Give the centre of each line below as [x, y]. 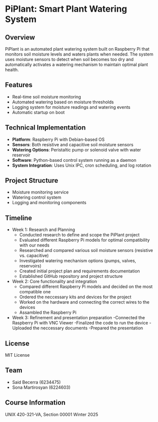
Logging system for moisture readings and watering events [71, 107]
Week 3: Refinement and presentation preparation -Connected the [78, 318]
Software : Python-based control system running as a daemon [74, 160]
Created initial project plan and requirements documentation [79, 271]
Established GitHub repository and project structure [71, 276]
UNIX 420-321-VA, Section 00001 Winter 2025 [52, 414]
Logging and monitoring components [49, 203]
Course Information [35, 403]
